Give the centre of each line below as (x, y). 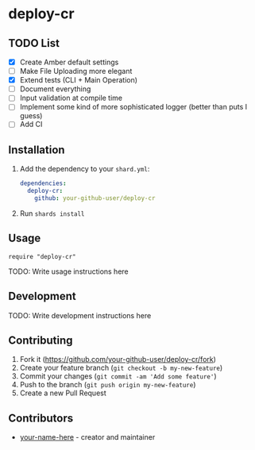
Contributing (41, 340)
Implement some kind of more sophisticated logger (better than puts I (133, 107)
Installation (37, 150)
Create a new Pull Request (63, 393)
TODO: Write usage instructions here (68, 271)
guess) (31, 116)
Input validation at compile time (71, 98)
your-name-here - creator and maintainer (87, 437)
